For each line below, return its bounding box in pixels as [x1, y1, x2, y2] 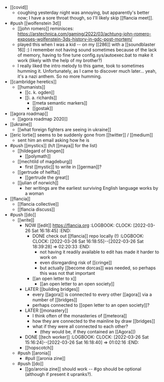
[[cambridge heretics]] [9, 79, 56, 85]
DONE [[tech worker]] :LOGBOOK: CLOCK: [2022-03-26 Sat [24, 334, 149, 340]
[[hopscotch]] [24, 345, 53, 350]
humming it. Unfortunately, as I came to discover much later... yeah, [17, 68, 156, 74]
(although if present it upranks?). [24, 371, 92, 377]
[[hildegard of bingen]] [17, 148, 64, 154]
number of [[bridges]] [32, 297, 77, 302]
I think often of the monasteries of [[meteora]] [32, 313, 127, 318]
